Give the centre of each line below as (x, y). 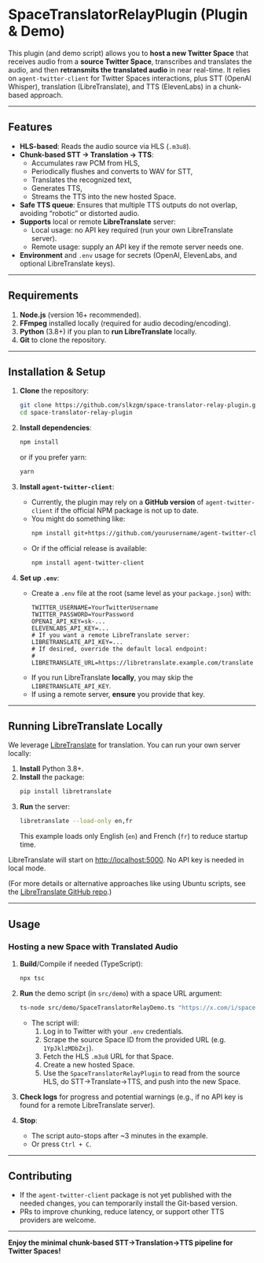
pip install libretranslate (65, 792)
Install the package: (52, 777)
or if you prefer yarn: (53, 457)
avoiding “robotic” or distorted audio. (79, 213)
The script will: (55, 1023)
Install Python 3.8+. (51, 769)
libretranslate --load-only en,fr (76, 822)
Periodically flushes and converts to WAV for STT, (112, 171)
